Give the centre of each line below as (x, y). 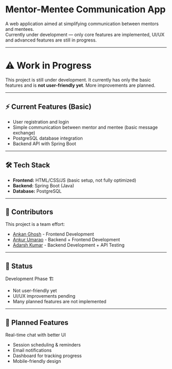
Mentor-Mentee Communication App (85, 9)
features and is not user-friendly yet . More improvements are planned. (80, 85)
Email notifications (32, 350)
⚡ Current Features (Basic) (48, 107)
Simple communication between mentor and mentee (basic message (85, 127)
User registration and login (41, 122)
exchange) (24, 132)
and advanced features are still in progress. (51, 40)
